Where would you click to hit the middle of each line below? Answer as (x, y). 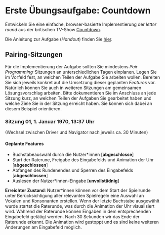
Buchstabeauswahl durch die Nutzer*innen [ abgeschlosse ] (73, 155)
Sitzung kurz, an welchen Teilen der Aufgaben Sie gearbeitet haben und (78, 98)
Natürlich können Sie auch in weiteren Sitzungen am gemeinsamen (73, 88)
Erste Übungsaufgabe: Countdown (78, 11)
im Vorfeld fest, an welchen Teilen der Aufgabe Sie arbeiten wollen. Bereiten (82, 77)
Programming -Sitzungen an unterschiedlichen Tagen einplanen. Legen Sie (81, 72)
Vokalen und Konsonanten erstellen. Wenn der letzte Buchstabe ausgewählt (82, 201)
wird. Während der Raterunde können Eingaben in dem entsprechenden (78, 211)
